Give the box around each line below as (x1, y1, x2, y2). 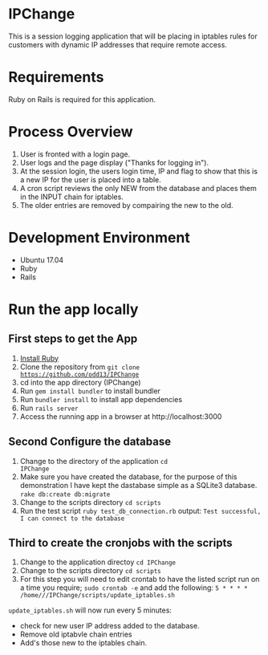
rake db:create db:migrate (19, 490, 111, 498)
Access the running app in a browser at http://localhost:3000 (19, 411, 222, 421)
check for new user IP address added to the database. (19, 621, 200, 631)
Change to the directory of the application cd (19, 456, 169, 466)
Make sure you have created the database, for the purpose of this (19, 471, 238, 482)
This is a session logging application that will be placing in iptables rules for (8, 31, 258, 41)
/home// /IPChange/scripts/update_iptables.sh (19, 592, 175, 600)
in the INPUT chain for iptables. (19, 192, 124, 201)
